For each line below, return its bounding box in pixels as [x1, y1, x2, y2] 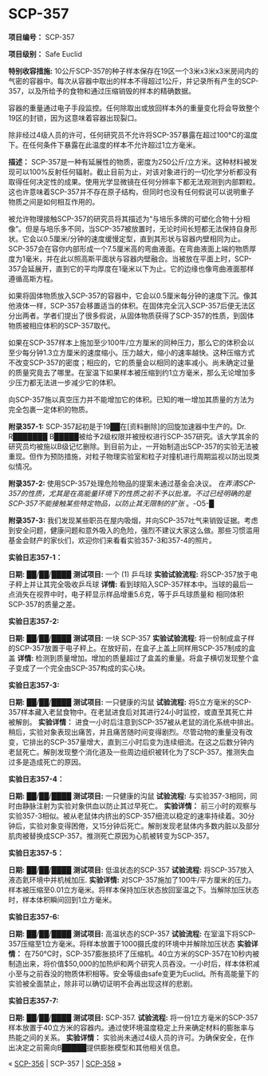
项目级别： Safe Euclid [8, 49, 82, 58]
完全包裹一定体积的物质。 [8, 404, 93, 414]
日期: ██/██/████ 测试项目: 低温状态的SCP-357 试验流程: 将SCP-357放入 [8, 864, 254, 875]
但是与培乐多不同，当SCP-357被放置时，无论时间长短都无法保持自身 [25, 224, 250, 233]
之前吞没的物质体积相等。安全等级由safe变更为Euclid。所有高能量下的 [29, 968, 259, 979]
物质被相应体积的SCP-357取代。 [8, 320, 115, 330]
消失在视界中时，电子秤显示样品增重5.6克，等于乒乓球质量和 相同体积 [14, 589, 245, 599]
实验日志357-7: [8, 995, 59, 1005]
